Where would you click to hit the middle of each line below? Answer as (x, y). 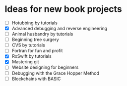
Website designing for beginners (45, 67)
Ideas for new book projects (63, 9)
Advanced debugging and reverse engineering (60, 28)
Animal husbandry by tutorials (42, 34)
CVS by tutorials (28, 45)
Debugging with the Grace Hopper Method (56, 73)
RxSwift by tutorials (32, 56)
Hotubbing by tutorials (35, 23)
